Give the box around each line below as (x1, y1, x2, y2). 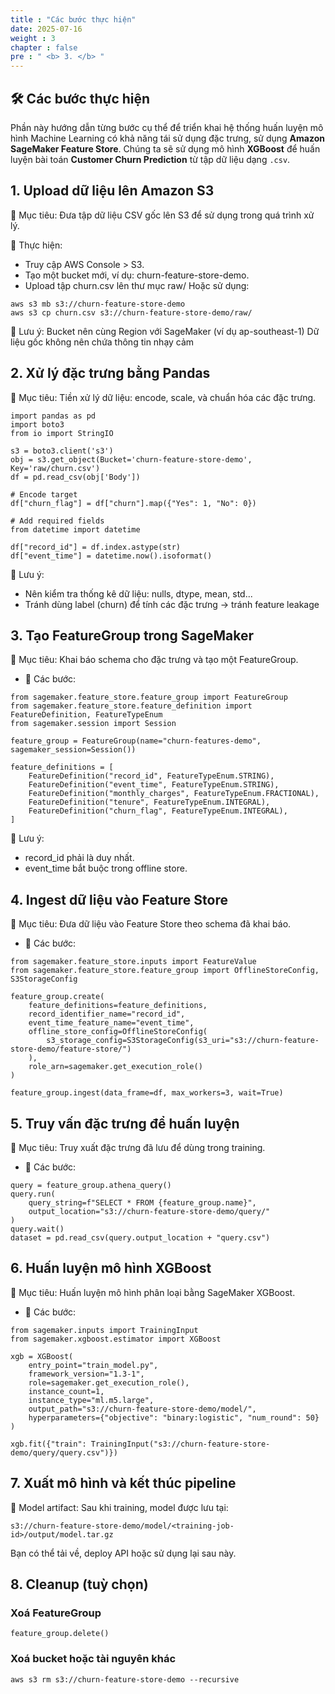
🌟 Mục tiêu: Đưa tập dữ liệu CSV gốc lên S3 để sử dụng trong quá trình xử (10, 209, 315, 221)
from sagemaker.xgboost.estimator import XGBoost (10, 1334, 222, 1344)
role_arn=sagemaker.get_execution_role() (28, 1062, 203, 1072)
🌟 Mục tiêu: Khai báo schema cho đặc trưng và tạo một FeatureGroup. (10, 654, 299, 666)
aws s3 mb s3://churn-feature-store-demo (10, 299, 186, 309)
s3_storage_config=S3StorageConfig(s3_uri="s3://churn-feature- (46, 1036, 320, 1046)
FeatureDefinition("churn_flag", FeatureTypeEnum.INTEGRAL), (28, 806, 288, 816)
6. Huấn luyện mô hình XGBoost (10, 1260, 212, 1277)
